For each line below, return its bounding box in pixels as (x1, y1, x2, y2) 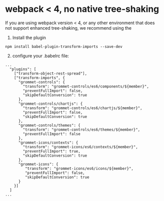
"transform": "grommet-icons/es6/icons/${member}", (25, 166, 134, 171)
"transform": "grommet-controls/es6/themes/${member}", (23, 127, 140, 132)
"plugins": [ (9, 67, 37, 72)
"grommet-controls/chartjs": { (18, 101, 83, 106)
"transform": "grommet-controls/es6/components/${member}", (23, 84, 149, 89)
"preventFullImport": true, (23, 149, 81, 154)
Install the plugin (12, 35, 46, 40)
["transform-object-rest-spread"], (14, 71, 87, 76)
